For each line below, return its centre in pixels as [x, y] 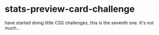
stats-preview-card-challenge [70, 9]
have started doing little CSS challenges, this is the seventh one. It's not [79, 23]
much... [13, 28]
